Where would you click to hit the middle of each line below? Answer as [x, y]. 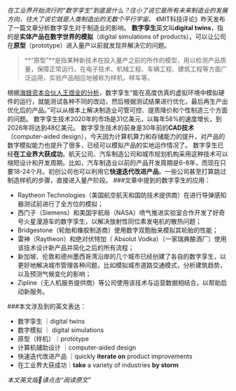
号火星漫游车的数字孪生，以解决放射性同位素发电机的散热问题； [109, 221]
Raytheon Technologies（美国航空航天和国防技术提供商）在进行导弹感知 [122, 195]
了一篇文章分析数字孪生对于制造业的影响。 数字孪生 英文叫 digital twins [109, 28]
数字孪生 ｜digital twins [51, 321]
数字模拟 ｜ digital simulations [61, 330]
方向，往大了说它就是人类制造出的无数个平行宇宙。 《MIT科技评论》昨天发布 [116, 19]
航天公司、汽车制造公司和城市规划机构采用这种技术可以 [148, 154]
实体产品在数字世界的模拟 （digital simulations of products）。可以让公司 [123, 36]
